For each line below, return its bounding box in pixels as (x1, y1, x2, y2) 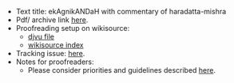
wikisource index (27, 40, 84, 50)
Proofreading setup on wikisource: (15, 24, 130, 32)
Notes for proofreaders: (15, 57, 94, 66)
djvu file (27, 32, 54, 41)
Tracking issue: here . (15, 49, 85, 58)
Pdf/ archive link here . (15, 15, 89, 25)
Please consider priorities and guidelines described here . (27, 66, 216, 74)
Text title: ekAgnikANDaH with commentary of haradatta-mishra (15, 7, 227, 16)
